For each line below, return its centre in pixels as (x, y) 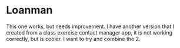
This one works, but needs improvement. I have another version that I (90, 26)
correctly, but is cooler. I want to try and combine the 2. (73, 39)
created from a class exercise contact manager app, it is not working (89, 32)
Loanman (29, 10)
